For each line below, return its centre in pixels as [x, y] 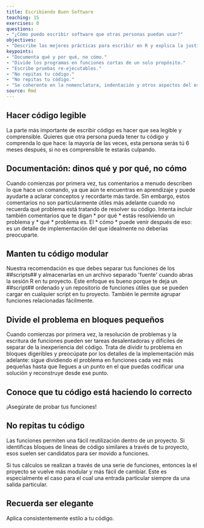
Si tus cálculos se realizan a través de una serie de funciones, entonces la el [102, 465]
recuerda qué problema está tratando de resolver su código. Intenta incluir [99, 209]
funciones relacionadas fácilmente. [50, 300]
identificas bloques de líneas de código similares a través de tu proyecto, [98, 447]
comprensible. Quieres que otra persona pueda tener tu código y [87, 137]
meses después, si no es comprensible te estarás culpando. [81, 149]
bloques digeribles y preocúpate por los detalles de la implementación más [100, 354]
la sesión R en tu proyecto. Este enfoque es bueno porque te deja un [92, 281]
